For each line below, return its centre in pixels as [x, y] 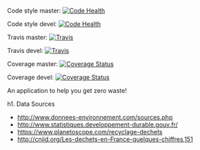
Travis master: [28, 37]
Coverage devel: [30, 77]
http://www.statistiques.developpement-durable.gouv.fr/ [97, 125]
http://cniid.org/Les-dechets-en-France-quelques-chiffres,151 [105, 139]
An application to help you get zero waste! [67, 90]
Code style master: [34, 11]
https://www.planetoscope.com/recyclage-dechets [90, 132]
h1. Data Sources [31, 104]
